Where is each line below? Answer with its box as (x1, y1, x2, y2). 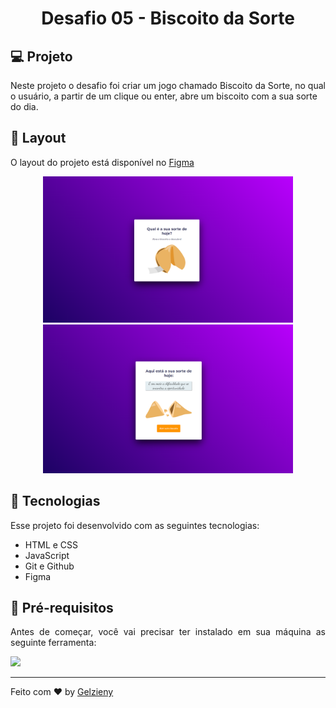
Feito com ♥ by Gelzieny (10, 686, 114, 698)
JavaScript (24, 549, 70, 561)
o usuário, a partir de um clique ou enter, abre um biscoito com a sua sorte (10, 90, 318, 102)
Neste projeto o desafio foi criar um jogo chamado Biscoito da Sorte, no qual (10, 80, 326, 91)
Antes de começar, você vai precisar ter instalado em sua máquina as (10, 626, 326, 638)
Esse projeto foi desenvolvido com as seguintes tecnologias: (10, 519, 260, 531)
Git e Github (24, 560, 75, 572)
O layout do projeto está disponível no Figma (10, 156, 195, 168)
